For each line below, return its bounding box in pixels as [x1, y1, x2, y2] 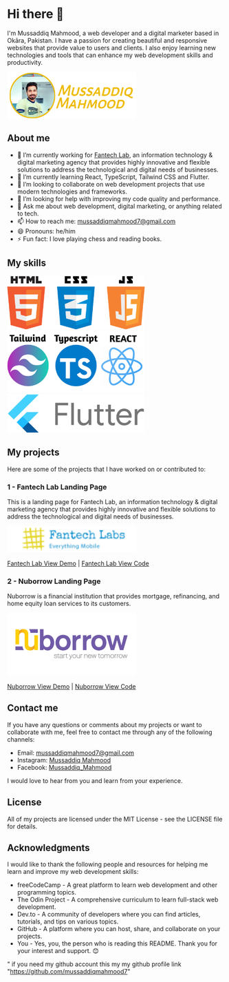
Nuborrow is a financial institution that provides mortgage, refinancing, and [7, 592, 220, 600]
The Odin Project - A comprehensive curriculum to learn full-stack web [17, 895, 219, 904]
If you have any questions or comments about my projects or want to [7, 720, 202, 729]
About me [7, 132, 50, 144]
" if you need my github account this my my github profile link [7, 960, 182, 968]
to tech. [17, 209, 39, 218]
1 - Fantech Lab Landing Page [7, 482, 107, 492]
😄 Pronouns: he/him [17, 227, 76, 235]
